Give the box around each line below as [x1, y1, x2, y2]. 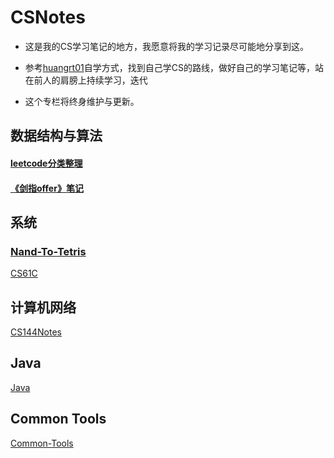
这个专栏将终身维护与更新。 [24, 95, 140, 107]
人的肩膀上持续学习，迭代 [42, 74, 148, 86]
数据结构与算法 [10, 127, 103, 145]
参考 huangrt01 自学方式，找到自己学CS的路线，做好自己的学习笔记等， [24, 61, 315, 73]
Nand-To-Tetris [10, 244, 87, 258]
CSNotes [10, 6, 86, 29]
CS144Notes [10, 326, 62, 338]
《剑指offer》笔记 [10, 182, 84, 194]
